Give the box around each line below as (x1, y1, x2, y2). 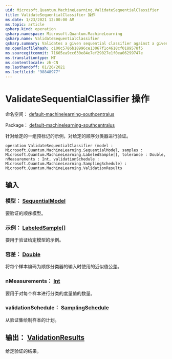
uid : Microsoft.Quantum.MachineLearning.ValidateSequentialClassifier (5, 7, 159, 13)
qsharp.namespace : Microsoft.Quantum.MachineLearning (5, 31, 123, 36)
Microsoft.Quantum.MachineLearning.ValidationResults (5, 165, 123, 171)
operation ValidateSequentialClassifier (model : (5, 143, 114, 148)
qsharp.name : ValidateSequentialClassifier (5, 36, 100, 42)
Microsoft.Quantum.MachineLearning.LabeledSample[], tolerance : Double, (5, 152, 166, 157)
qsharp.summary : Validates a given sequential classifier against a (5, 41, 155, 46)
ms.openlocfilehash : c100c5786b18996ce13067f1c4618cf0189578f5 (5, 46, 143, 51)
